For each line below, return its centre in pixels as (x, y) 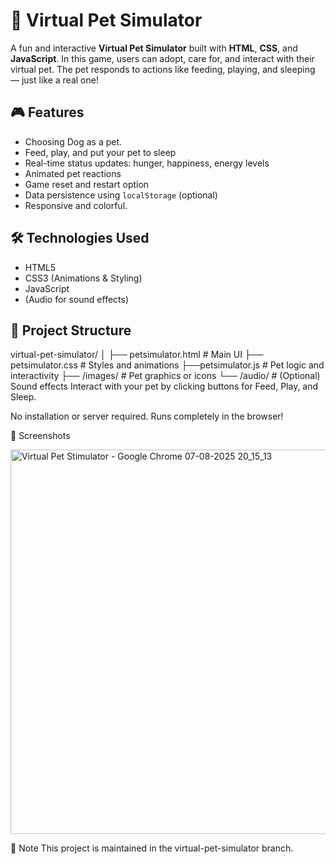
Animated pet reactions (73, 173)
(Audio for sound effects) (77, 299)
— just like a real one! (54, 80)
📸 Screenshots (40, 436)
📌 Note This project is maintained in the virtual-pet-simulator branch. (152, 848)
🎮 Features (47, 112)
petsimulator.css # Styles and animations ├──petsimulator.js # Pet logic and (167, 365)
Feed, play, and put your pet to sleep (100, 152)
